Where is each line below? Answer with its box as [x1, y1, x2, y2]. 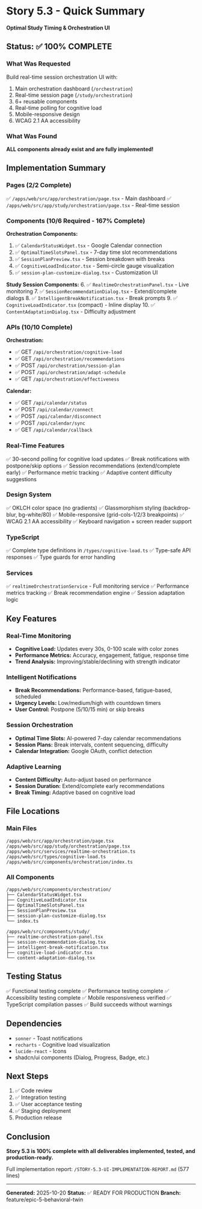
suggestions [6, 475, 37, 482]
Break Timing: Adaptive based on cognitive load [14, 789, 135, 796]
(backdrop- [162, 504, 191, 511]
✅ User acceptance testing [14, 1101, 82, 1108]
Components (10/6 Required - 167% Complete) [6, 217, 145, 225]
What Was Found [6, 132, 57, 140]
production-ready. [6, 1154, 54, 1161]
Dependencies [6, 1018, 62, 1029]
